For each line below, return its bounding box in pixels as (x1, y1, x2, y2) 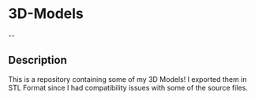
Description (8, 54, 67, 67)
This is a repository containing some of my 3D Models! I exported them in (8, 74, 247, 83)
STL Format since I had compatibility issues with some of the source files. (8, 83, 249, 92)
